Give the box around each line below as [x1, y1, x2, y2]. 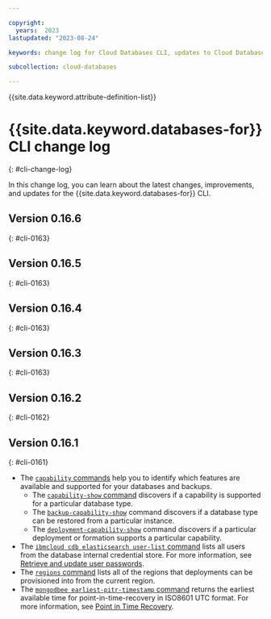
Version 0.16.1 [8, 436, 79, 450]
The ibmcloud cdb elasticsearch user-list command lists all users [19, 542, 246, 551]
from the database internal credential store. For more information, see [19, 550, 252, 559]
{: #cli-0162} [8, 412, 50, 422]
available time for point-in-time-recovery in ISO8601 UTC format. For [19, 592, 248, 602]
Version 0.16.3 [8, 346, 82, 360]
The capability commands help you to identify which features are [19, 473, 240, 483]
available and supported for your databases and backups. [19, 481, 212, 491]
